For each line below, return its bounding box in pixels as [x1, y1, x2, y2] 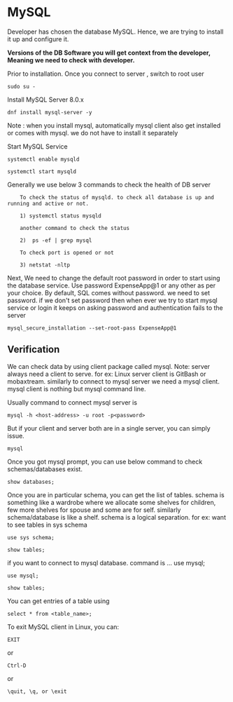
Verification [7, 344, 60, 356]
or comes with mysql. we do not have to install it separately [7, 128, 178, 137]
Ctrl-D [7, 662, 27, 669]
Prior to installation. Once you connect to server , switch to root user [7, 69, 204, 78]
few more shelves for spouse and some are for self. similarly [7, 506, 181, 514]
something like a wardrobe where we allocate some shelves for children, [7, 498, 216, 506]
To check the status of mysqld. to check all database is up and [20, 194, 215, 201]
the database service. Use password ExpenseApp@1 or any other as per [7, 281, 216, 290]
